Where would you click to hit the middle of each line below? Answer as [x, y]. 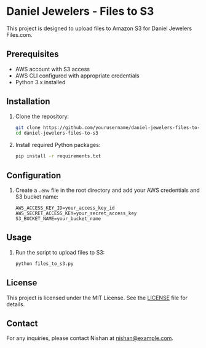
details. [16, 304]
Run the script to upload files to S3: [60, 252]
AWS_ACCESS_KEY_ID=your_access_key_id [65, 208]
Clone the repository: [42, 116]
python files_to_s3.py [44, 263]
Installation [28, 102]
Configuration [34, 176]
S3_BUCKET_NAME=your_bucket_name [58, 219]
